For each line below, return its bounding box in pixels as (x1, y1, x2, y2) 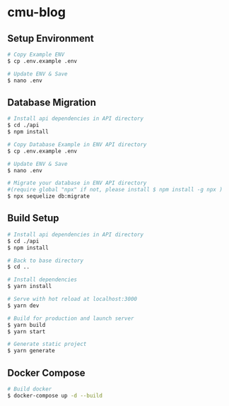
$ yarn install (7, 283, 52, 290)
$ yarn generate (7, 347, 55, 354)
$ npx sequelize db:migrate (7, 193, 90, 200)
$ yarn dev (7, 301, 40, 309)
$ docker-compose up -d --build (7, 392, 102, 399)
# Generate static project (7, 340, 87, 348)
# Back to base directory (7, 257, 83, 264)
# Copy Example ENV (7, 51, 65, 58)
